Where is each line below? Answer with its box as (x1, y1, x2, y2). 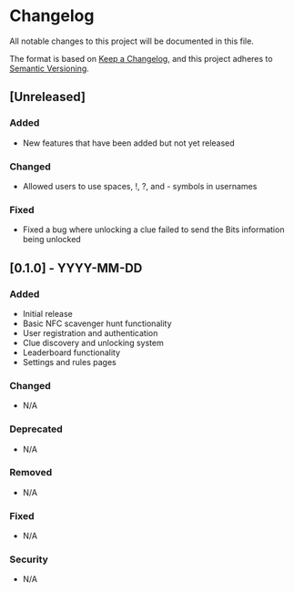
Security (9, 553, 48, 566)
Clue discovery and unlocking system (22, 337, 164, 348)
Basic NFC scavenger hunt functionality (22, 318, 172, 329)
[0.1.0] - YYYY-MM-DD (9, 260, 143, 276)
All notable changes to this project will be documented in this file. (9, 36, 255, 46)
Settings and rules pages (22, 356, 117, 367)
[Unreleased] (9, 89, 86, 105)
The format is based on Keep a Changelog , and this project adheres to (9, 53, 273, 64)
